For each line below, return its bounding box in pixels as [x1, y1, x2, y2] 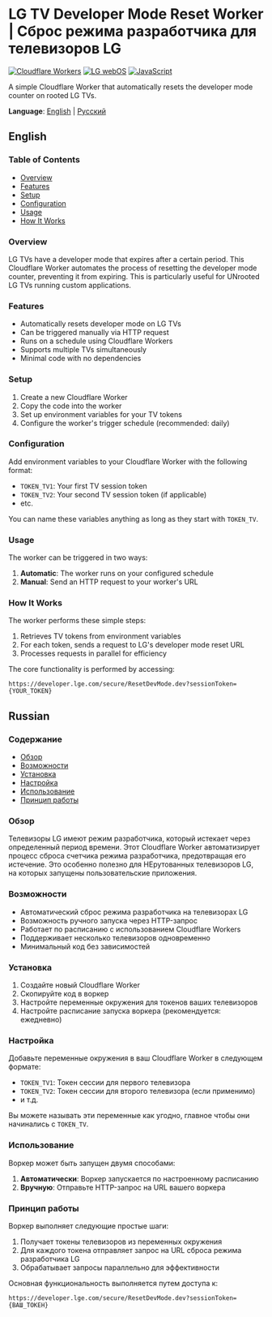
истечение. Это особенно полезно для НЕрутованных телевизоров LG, [8, 859, 254, 869]
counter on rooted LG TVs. [8, 90, 97, 100]
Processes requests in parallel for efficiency [19, 648, 168, 658]
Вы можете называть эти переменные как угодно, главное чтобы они [8, 1111, 250, 1121]
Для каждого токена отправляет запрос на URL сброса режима [19, 1245, 242, 1255]
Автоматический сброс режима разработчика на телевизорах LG [19, 906, 249, 917]
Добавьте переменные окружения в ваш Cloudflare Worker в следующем [8, 1053, 263, 1063]
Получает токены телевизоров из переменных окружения [19, 1237, 223, 1246]
